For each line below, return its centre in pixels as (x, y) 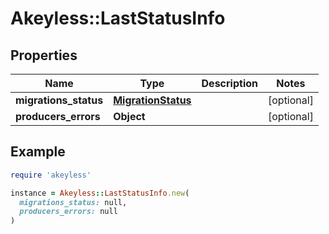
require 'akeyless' (51, 175)
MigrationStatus (152, 100)
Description (229, 83)
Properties (44, 55)
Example (38, 152)
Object (129, 116)
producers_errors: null (68, 212)
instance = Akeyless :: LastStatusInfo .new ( (100, 193)
